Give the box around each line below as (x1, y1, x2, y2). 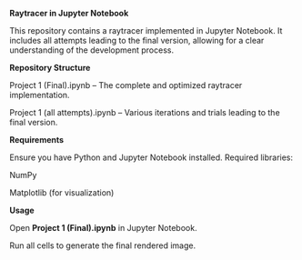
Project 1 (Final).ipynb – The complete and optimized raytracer (9, 80, 243, 90)
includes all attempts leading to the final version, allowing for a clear (9, 35, 265, 45)
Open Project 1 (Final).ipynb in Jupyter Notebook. (9, 223, 197, 233)
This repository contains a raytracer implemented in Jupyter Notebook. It (9, 25, 283, 35)
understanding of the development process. (9, 45, 175, 55)
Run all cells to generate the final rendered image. (9, 240, 196, 251)
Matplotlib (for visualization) (9, 187, 115, 198)
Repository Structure (9, 63, 91, 73)
